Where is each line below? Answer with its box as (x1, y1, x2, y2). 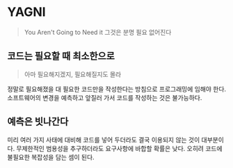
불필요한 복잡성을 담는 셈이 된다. (7, 153, 95, 161)
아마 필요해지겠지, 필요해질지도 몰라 (24, 70, 122, 78)
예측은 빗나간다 (7, 116, 69, 128)
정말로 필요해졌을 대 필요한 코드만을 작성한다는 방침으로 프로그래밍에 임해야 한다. (7, 85, 227, 93)
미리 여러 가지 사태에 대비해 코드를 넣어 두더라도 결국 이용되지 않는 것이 (7, 135, 200, 144)
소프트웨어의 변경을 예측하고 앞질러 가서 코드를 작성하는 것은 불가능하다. (7, 93, 202, 101)
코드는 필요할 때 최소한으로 (7, 50, 115, 62)
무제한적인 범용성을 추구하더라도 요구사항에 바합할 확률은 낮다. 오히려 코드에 (16, 144, 223, 153)
